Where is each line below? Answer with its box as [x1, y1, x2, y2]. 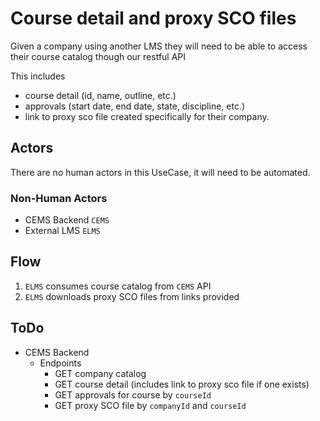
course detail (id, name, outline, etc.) [24, 89, 177, 101]
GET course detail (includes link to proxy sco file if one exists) [54, 378, 310, 390]
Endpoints [39, 357, 82, 369]
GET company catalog [54, 367, 147, 379]
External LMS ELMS [24, 225, 101, 237]
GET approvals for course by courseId [54, 388, 212, 401]
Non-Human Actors [10, 191, 108, 205]
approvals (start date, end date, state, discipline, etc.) [24, 100, 246, 112]
